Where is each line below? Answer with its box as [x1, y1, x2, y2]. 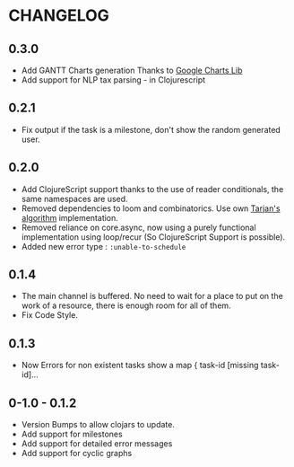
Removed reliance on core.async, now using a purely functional [21, 222, 256, 233]
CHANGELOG [8, 5, 109, 26]
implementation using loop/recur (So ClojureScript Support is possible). [21, 231, 286, 242]
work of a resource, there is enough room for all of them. [21, 300, 231, 311]
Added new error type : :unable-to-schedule [21, 241, 186, 251]
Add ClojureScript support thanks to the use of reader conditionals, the [21, 183, 284, 194]
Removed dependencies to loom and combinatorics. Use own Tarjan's [21, 203, 281, 214]
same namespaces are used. [21, 193, 128, 204]
